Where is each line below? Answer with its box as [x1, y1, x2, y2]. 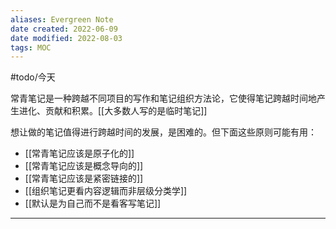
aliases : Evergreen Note [10, 14, 114, 25]
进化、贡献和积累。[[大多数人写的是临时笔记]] [18, 105, 208, 117]
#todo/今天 [10, 71, 56, 83]
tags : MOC [10, 42, 52, 53]
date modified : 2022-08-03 [10, 33, 123, 43]
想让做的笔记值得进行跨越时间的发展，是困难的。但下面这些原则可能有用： [10, 126, 317, 138]
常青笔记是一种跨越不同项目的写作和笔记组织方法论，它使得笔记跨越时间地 [10, 92, 317, 105]
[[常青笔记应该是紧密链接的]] [24, 172, 144, 185]
